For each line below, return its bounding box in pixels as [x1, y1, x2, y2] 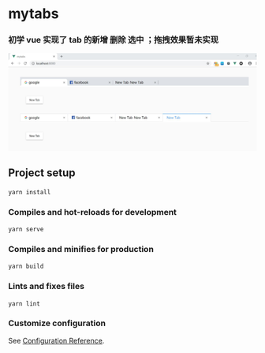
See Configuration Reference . [8, 336, 105, 345]
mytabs [8, 5, 59, 23]
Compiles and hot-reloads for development [8, 206, 177, 217]
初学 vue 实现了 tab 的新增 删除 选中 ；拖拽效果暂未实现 [8, 35, 219, 46]
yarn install [8, 188, 51, 196]
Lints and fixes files [8, 281, 85, 292]
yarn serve [8, 225, 44, 233]
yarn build [8, 262, 44, 271]
